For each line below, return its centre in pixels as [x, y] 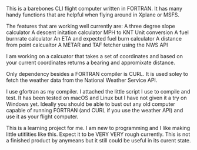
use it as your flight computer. [42, 116]
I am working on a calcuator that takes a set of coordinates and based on [95, 56]
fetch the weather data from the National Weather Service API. [82, 80]
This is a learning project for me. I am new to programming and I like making [98, 128]
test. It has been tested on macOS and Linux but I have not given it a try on [96, 98]
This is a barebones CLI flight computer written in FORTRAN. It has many [94, 9]
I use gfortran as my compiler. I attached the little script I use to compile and [98, 91]
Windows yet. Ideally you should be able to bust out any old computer [91, 104]
